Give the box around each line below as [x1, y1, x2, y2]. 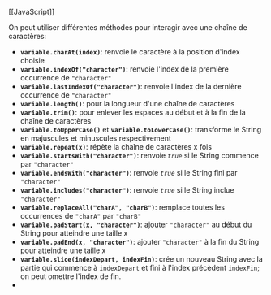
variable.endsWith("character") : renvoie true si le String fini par [19, 168, 238, 177]
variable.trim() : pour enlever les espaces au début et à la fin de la [19, 107, 246, 117]
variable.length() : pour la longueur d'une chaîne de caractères [19, 99, 235, 108]
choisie [19, 56, 45, 65]
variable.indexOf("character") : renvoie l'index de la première [19, 64, 230, 74]
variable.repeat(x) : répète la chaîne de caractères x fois [19, 142, 213, 151]
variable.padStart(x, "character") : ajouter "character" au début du [19, 219, 252, 229]
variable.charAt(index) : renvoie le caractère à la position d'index [19, 47, 241, 56]
